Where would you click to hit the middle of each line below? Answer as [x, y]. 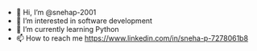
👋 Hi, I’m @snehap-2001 [56, 12]
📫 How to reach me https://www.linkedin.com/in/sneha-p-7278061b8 [132, 38]
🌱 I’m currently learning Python [67, 29]
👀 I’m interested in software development [84, 21]
